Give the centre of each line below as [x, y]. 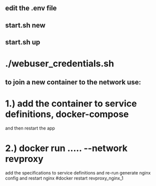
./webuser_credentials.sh [59, 64]
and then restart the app [30, 128]
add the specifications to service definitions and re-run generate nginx [78, 172]
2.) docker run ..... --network [66, 148]
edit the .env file [31, 8]
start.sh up [23, 42]
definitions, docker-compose [67, 114]
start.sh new [25, 25]
